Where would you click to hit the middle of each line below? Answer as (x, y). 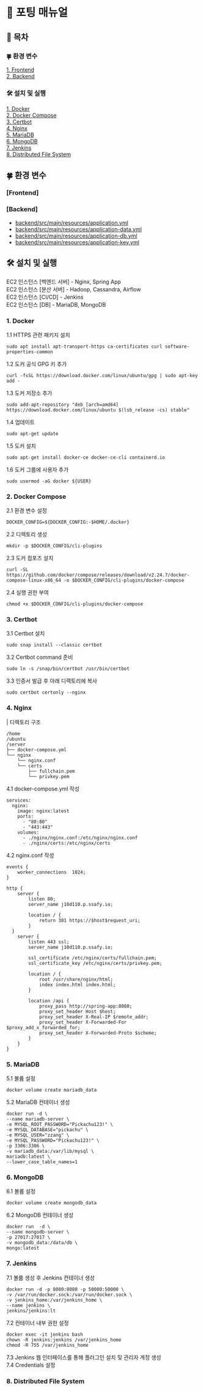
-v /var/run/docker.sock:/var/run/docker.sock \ (69, 1295)
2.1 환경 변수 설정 (27, 511)
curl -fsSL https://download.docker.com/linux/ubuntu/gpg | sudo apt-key (102, 375)
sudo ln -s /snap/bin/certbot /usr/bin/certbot (68, 669)
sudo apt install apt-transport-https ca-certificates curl (85, 347)
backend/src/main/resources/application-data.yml (78, 229)
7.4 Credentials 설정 (31, 1365)
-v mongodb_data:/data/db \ (42, 1243)
